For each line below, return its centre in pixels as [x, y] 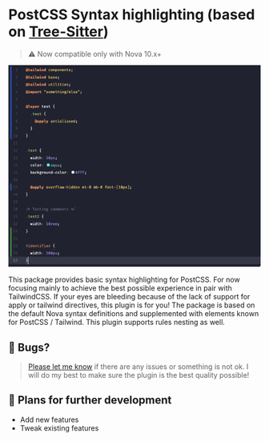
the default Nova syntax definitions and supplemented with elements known [134, 314]
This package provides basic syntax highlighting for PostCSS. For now [124, 280]
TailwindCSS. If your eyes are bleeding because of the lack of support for [129, 297]
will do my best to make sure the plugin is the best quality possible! [139, 375]
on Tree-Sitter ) [59, 32]
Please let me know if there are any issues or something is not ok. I [138, 367]
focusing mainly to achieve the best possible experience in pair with [120, 288]
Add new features [49, 419]
